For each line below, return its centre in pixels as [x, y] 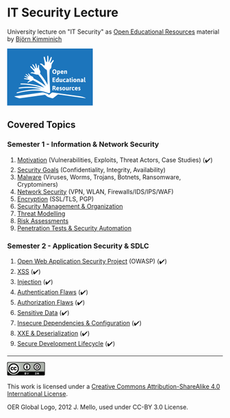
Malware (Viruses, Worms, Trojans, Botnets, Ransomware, [99, 177]
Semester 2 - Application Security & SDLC [78, 246]
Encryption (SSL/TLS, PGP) [55, 199]
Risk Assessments [43, 220]
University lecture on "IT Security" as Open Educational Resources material [113, 32]
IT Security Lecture [63, 13]
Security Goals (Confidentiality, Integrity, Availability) [91, 170]
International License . [38, 393]
